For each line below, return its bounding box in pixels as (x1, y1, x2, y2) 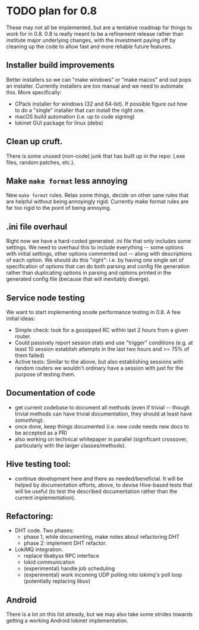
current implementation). (14, 494, 76, 501)
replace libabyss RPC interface (23, 553, 99, 560)
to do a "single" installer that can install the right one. (14, 106, 145, 114)
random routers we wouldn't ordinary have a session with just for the (14, 365, 184, 371)
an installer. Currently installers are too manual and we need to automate (6, 82, 184, 89)
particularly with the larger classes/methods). (14, 442, 127, 449)
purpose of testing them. (14, 371, 76, 378)
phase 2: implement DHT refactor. (23, 539, 107, 547)
